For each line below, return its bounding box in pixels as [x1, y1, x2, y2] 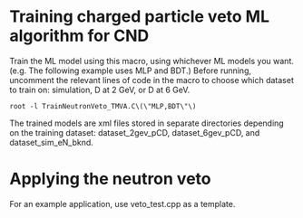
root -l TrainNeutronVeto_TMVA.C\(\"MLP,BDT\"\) [9, 101, 197, 110]
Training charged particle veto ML [9, 6, 270, 27]
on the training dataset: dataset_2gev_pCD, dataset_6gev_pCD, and [9, 127, 260, 137]
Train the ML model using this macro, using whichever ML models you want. [9, 55, 295, 66]
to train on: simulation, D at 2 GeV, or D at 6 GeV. [9, 84, 191, 95]
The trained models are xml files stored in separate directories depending [9, 118, 284, 128]
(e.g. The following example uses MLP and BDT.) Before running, [9, 65, 252, 76]
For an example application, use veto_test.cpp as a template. [9, 198, 236, 209]
